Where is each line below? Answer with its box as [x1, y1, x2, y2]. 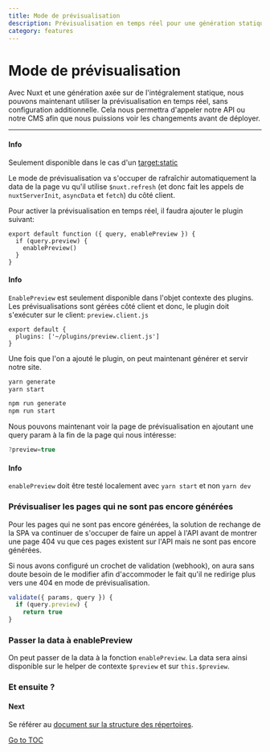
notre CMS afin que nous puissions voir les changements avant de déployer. [8, 113, 261, 123]
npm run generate [8, 400, 67, 408]
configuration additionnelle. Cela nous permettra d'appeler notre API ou [8, 105, 245, 115]
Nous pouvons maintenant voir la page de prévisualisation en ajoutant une [8, 421, 254, 431]
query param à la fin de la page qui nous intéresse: [8, 430, 177, 440]
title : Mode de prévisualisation [8, 11, 121, 20]
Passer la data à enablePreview [8, 635, 133, 646]
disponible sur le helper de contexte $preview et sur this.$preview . [8, 661, 231, 672]
